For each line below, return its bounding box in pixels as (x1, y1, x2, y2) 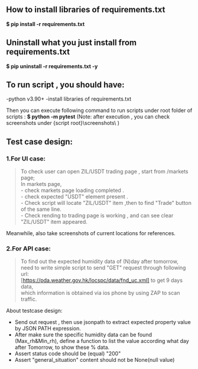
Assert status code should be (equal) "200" (14, 350, 121, 357)
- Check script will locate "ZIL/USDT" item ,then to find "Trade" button (20, 200, 192, 207)
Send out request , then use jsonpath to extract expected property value (14, 319, 191, 326)
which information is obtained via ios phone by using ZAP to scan (20, 290, 180, 297)
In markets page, (20, 181, 62, 188)
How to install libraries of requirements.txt (6, 5, 165, 15)
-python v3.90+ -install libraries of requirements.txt (6, 95, 132, 102)
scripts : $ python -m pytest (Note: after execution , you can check (6, 113, 170, 120)
